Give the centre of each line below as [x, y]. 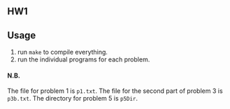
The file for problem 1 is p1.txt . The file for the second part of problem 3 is [115, 91]
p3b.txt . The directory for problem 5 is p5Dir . [73, 99]
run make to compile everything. [63, 52]
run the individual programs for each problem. [84, 59]
